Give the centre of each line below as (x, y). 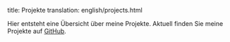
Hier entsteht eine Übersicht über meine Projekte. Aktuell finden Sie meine (115, 23)
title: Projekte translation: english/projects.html (75, 10)
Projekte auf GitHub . (37, 31)
